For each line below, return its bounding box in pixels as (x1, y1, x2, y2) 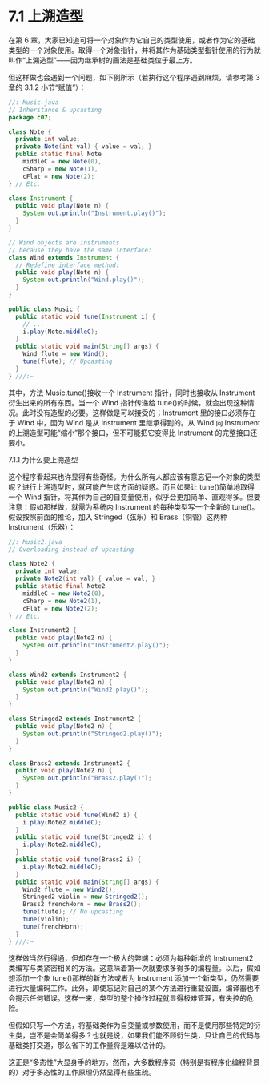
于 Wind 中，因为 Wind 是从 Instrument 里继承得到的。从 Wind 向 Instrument (8, 417, 261, 427)
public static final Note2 (15, 582, 106, 590)
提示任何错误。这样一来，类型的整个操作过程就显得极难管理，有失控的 (14, 993, 247, 1002)
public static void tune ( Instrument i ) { (15, 312, 156, 320)
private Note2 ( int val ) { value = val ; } (15, 574, 156, 583)
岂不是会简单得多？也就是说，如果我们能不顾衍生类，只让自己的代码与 (29, 1030, 261, 1040)
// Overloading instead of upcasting (8, 546, 134, 554)
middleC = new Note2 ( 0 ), (22, 590, 106, 598)
